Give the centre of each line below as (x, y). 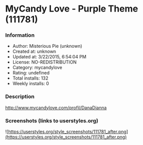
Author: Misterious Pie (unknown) (47, 46)
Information (20, 35)
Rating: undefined (31, 73)
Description (20, 97)
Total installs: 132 (30, 78)
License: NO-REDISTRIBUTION (45, 62)
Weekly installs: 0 (31, 84)
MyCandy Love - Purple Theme (72, 9)
